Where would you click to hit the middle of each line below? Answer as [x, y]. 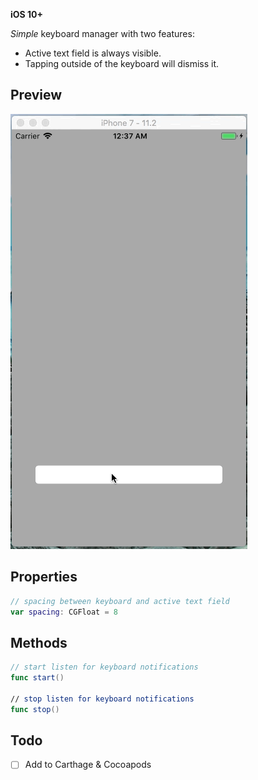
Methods [39, 642]
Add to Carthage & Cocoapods [88, 765]
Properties [44, 577]
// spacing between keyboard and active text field [120, 601]
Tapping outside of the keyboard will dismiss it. [122, 63]
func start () [37, 678]
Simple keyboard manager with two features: [102, 33]
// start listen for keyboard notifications [104, 667]
